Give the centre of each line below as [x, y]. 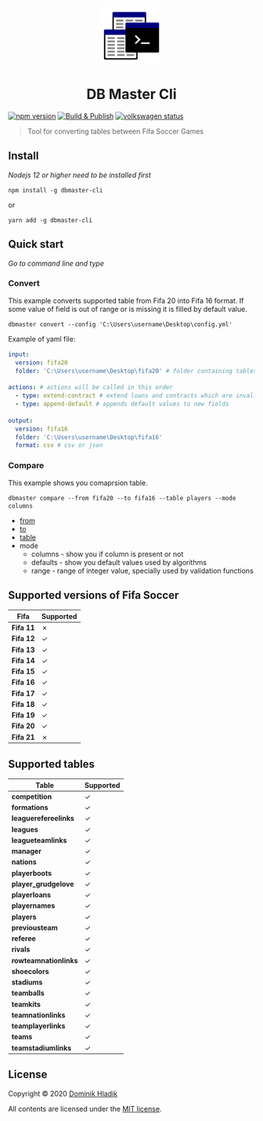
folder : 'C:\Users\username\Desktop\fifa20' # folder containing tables [136, 371]
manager [26, 852]
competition [32, 797]
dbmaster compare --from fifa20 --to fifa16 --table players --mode [122, 498]
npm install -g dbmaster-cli [56, 190]
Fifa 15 [23, 672]
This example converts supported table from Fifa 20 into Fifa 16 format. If [126, 300]
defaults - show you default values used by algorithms [119, 562]
